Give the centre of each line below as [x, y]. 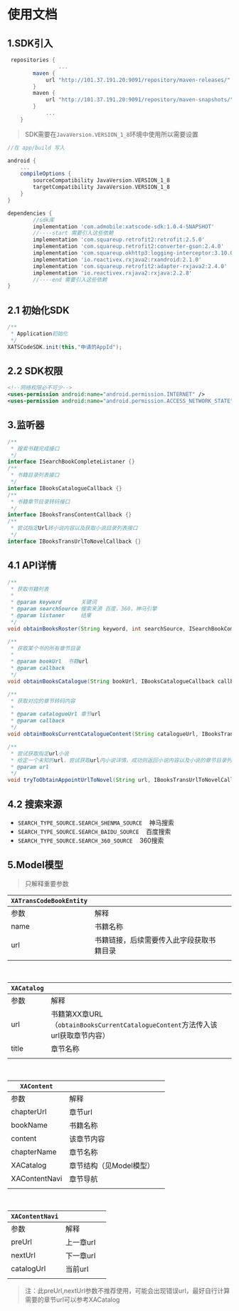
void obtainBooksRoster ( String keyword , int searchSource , [97, 628]
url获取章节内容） [80, 1035]
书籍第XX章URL [77, 1014]
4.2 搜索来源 [35, 804]
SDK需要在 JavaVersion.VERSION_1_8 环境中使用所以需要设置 [111, 134]
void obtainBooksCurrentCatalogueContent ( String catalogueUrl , [103, 734]
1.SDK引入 [30, 43]
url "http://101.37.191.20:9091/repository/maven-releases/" [138, 80]
